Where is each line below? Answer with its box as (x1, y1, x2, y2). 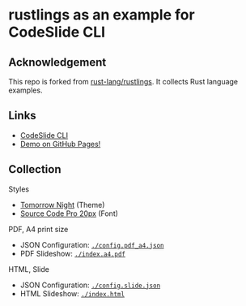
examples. (8, 85, 43, 95)
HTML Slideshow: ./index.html (19, 288, 125, 298)
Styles (8, 184, 30, 194)
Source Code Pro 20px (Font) (19, 209, 119, 218)
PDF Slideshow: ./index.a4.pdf (19, 248, 126, 258)
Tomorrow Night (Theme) (19, 200, 105, 209)
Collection (8, 162, 61, 176)
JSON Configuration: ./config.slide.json (19, 280, 161, 290)
